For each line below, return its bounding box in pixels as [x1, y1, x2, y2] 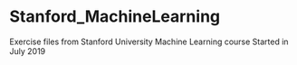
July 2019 [9, 45, 46, 56]
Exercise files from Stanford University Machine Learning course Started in [9, 36, 289, 47]
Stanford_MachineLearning [9, 6, 221, 27]
